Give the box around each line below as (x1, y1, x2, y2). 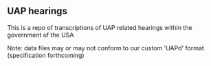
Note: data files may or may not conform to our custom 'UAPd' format (7, 44, 204, 52)
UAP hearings (7, 5, 67, 17)
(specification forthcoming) (7, 51, 85, 59)
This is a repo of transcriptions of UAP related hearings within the (7, 23, 192, 31)
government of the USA (7, 31, 74, 39)
